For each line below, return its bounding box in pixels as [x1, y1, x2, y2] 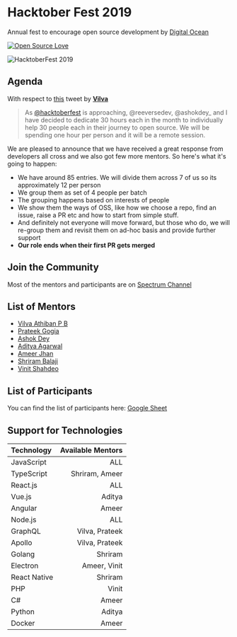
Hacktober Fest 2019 [7, 4, 132, 21]
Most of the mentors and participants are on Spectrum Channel [7, 280, 192, 289]
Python [11, 607, 35, 616]
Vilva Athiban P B [17, 319, 69, 328]
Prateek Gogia [17, 327, 59, 335]
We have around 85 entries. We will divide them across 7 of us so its [17, 173, 217, 181]
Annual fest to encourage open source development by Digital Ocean [7, 28, 209, 36]
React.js [11, 481, 37, 490]
